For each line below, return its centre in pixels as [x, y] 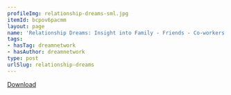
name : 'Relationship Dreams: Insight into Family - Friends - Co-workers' [118, 33]
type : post [23, 59]
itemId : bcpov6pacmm [37, 20]
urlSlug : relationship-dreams [51, 65]
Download [22, 84]
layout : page [26, 26]
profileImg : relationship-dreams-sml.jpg [68, 13]
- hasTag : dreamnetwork [42, 45]
